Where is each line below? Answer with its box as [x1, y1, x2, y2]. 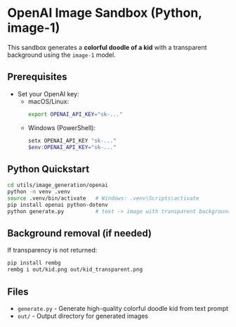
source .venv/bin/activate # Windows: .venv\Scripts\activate [7, 195, 199, 202]
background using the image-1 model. [7, 51, 116, 59]
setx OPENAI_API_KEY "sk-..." [27, 137, 117, 144]
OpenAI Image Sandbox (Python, [7, 5, 202, 21]
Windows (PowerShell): [27, 123, 96, 132]
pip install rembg [7, 259, 61, 267]
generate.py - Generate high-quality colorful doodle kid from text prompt [17, 304, 229, 312]
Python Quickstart [7, 163, 90, 175]
